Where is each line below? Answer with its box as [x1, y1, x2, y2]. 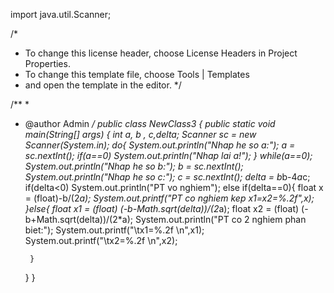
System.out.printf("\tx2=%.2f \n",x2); [24, 235, 178, 246]
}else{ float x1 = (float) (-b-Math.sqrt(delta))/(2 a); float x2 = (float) [24, 203, 300, 214]
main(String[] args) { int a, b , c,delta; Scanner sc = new [24, 129, 257, 140]
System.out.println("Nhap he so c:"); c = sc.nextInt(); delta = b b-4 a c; [24, 171, 311, 183]
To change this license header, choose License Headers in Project [24, 47, 298, 59]
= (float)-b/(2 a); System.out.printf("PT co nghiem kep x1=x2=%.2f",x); [24, 192, 315, 204]
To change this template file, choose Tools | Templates [24, 69, 250, 80]
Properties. [24, 58, 71, 69]
